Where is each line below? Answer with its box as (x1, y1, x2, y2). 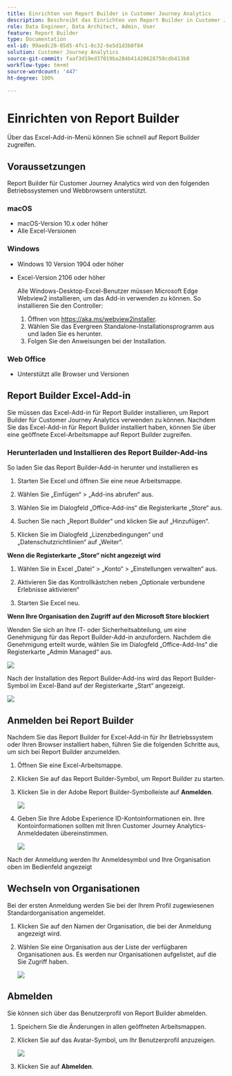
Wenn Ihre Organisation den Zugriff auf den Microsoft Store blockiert (7, 612, 209, 620)
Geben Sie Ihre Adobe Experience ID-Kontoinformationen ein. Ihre (17, 814, 205, 823)
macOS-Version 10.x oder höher (17, 219, 108, 228)
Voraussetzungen (7, 161, 86, 172)
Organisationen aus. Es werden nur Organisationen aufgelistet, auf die (17, 950, 217, 958)
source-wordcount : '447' (7, 68, 79, 75)
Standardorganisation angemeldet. (7, 908, 106, 917)
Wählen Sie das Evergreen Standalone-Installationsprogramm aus (27, 322, 215, 330)
